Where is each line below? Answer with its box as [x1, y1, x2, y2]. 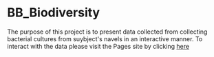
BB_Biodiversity [7, 5, 100, 21]
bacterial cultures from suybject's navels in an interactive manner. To [7, 34, 203, 43]
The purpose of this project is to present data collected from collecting [7, 27, 208, 36]
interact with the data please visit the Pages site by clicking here [7, 42, 190, 50]
